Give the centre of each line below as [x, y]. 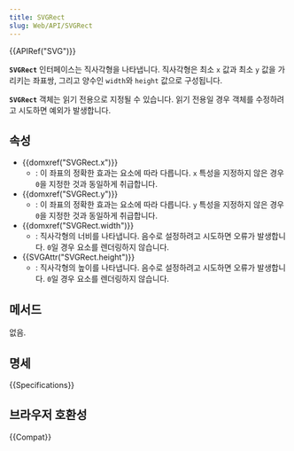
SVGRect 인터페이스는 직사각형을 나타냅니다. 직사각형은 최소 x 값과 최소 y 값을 [143, 69]
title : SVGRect [37, 17]
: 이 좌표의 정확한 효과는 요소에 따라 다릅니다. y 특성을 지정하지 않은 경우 [160, 205]
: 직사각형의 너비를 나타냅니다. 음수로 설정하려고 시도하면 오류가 [145, 237]
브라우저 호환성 [48, 415]
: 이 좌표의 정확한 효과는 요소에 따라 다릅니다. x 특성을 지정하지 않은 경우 [160, 173]
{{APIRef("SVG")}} [43, 51]
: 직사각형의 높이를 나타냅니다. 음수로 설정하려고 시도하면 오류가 [145, 268]
